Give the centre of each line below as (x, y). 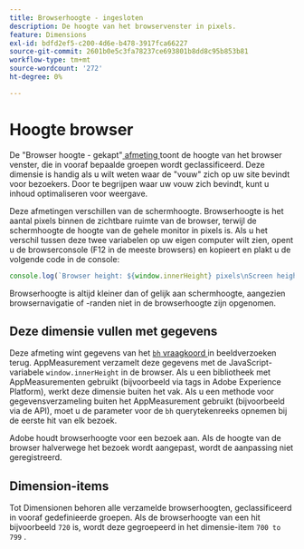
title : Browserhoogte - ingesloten (76, 18)
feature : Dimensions (48, 34)
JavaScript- (251, 363)
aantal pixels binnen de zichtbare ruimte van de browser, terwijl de (133, 221)
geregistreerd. (36, 457)
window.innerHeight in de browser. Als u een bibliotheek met (158, 372)
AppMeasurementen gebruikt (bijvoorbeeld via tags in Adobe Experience (146, 382)
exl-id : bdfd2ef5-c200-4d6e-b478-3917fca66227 (99, 43)
